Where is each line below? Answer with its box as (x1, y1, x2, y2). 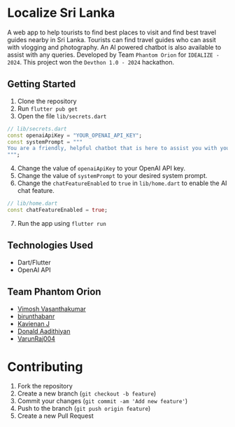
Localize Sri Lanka (7, 5, 115, 21)
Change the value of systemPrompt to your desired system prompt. (17, 172, 208, 180)
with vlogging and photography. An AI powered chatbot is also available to (7, 43, 222, 51)
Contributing (7, 359, 83, 374)
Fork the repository (17, 382, 73, 391)
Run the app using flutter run (17, 219, 106, 227)
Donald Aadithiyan (17, 327, 71, 335)
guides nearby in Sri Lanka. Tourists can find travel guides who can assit (7, 35, 217, 43)
